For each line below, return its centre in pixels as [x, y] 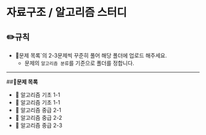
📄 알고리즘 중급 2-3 [39, 125]
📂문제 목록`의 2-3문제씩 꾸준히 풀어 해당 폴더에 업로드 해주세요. [91, 55]
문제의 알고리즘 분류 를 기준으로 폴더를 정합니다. [79, 63]
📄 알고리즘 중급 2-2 [39, 118]
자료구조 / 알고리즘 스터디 [67, 13]
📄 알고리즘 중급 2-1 [38, 110]
